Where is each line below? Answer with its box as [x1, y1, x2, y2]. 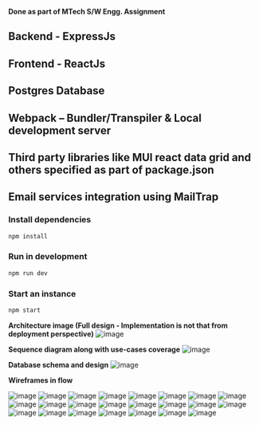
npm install [8, 232, 48, 240]
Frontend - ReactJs [8, 57, 106, 70]
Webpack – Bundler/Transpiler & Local [8, 111, 202, 124]
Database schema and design [8, 360, 109, 369]
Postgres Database [8, 84, 105, 98]
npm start [8, 306, 41, 314]
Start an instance [8, 288, 77, 299]
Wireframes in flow [8, 375, 73, 385]
